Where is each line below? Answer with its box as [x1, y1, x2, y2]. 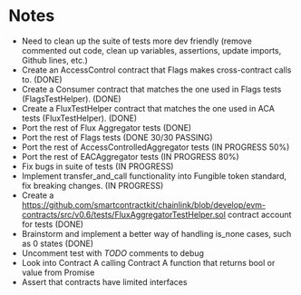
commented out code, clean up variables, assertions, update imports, [21, 44, 282, 55]
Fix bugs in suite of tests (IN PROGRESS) [21, 161, 174, 172]
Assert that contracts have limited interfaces [21, 276, 188, 287]
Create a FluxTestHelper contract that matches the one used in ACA [21, 103, 276, 113]
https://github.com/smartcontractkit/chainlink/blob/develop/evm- [21, 199, 267, 210]
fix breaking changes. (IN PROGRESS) [21, 180, 164, 191]
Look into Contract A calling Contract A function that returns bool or [21, 257, 276, 268]
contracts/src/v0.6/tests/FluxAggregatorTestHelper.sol [21, 209, 226, 220]
